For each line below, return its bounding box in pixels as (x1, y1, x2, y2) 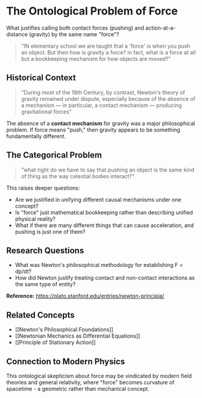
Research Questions (6, 245, 84, 255)
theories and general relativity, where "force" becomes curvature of (6, 379, 175, 386)
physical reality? (14, 215, 56, 222)
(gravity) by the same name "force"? (29, 30, 119, 37)
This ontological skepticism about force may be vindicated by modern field (6, 373, 192, 379)
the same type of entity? (14, 281, 76, 288)
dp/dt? (14, 268, 32, 275)
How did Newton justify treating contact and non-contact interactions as (14, 274, 195, 281)
